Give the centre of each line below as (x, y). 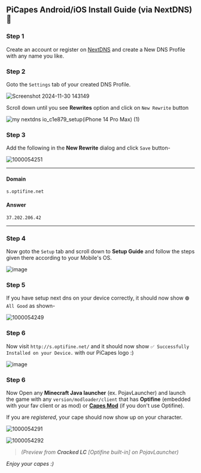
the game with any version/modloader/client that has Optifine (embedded (98, 399)
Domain (16, 179)
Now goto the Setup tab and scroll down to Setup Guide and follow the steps (100, 251)
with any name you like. (35, 56)
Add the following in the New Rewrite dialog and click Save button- (88, 148)
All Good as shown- (31, 306)
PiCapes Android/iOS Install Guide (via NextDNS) (99, 10)
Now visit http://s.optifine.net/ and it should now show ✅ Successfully (98, 346)
